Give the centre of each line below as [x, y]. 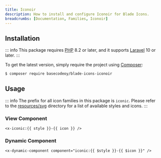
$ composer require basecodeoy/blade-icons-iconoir [59, 74]
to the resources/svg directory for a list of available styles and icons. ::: [76, 106]
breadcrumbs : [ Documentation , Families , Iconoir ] [57, 19]
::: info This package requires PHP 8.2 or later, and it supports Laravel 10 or [80, 50]
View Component [26, 118]
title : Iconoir [20, 10]
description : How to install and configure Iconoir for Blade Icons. [77, 14]
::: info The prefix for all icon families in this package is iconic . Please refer [80, 100]
